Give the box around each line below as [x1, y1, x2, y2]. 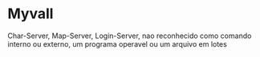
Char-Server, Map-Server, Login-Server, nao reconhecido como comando [7, 31, 252, 40]
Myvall [7, 5, 54, 23]
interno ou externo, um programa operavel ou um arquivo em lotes [7, 39, 228, 48]
